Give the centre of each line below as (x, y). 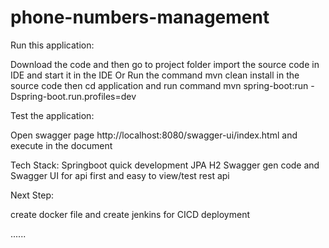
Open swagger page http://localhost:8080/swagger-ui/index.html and (154, 135)
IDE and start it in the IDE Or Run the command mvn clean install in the (155, 75)
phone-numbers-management (140, 17)
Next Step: (32, 195)
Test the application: (52, 115)
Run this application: (52, 45)
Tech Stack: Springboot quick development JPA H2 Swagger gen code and (165, 165)
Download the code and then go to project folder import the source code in (165, 64)
